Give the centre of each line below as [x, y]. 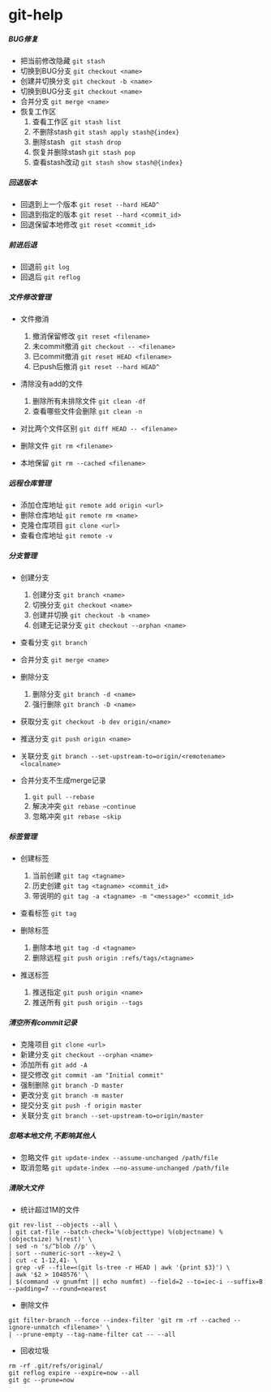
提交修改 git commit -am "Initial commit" [92, 1074]
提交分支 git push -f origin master [81, 1105]
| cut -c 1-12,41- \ [43, 1260]
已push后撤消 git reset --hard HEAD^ [96, 367]
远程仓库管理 [30, 483]
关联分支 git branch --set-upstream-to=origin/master [112, 1115]
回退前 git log [45, 267]
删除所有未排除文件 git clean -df [89, 401]
